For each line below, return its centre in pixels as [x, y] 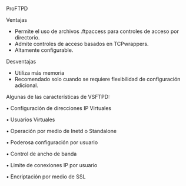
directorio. [27, 37]
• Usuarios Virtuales [31, 119]
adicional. [26, 85]
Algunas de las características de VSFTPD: [58, 97]
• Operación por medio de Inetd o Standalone [61, 131]
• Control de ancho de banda [41, 154]
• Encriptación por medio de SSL [46, 177]
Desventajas [21, 62]
